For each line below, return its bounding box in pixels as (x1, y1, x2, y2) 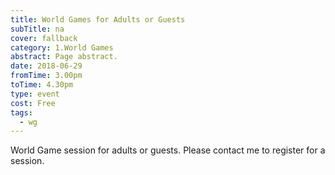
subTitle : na (10, 24, 65, 34)
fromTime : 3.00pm (10, 71, 83, 81)
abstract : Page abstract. (10, 52, 118, 62)
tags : (10, 107, 33, 118)
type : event (10, 89, 60, 99)
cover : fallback (10, 33, 78, 43)
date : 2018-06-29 (10, 61, 83, 71)
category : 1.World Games (10, 42, 114, 53)
